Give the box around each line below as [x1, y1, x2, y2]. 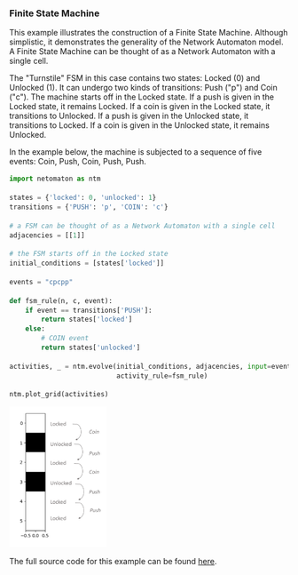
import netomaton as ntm [9, 174, 101, 184]
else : [25, 324, 46, 333]
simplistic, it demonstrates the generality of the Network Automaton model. [9, 36, 284, 47]
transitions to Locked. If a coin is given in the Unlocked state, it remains [9, 120, 271, 131]
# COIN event [41, 334, 90, 343]
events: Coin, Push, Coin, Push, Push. [9, 156, 146, 167]
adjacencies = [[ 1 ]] [9, 230, 86, 240]
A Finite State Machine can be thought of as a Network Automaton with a [9, 46, 276, 57]
